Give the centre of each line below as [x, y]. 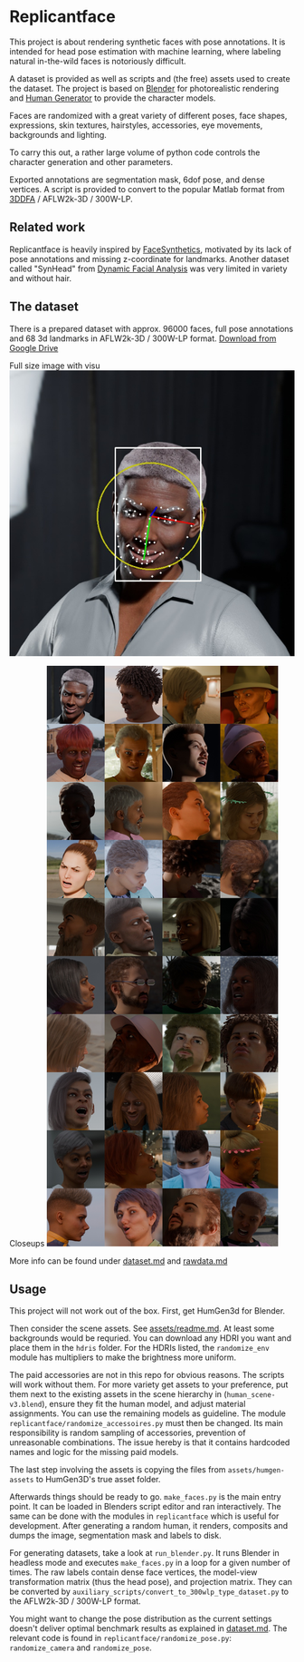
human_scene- [251, 1395]
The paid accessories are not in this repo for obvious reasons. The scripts [147, 1375]
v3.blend [26, 1405]
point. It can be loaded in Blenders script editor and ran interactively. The [146, 1507]
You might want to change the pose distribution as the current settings [141, 1619]
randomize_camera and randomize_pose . [81, 1647]
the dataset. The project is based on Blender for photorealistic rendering [144, 88]
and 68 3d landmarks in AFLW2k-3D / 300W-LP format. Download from [143, 338]
